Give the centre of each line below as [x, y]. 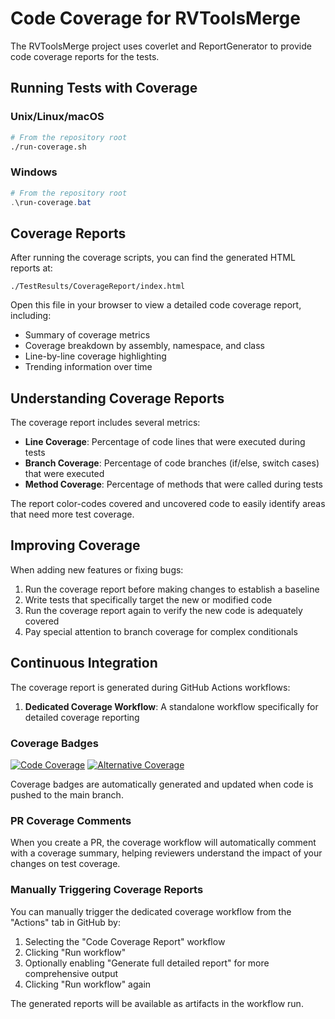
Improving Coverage [75, 545]
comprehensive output [71, 973]
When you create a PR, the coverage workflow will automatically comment [163, 843]
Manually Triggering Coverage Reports [107, 890]
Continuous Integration [84, 663]
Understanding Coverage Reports [117, 398]
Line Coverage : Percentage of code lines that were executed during [165, 442]
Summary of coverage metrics [87, 335]
